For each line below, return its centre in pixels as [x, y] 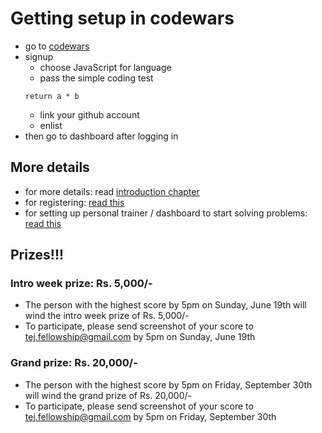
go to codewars [57, 46]
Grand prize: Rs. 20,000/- [74, 363]
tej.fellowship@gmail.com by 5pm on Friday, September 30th [150, 416]
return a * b [52, 96]
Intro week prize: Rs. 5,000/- [81, 284]
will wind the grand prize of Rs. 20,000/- [108, 395]
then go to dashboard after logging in [101, 136]
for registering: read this [74, 202]
